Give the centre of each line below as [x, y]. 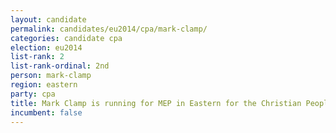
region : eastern [44, 85]
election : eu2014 [46, 47]
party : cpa [33, 94]
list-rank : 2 [37, 57]
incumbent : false [46, 112]
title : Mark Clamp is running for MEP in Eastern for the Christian [156, 103]
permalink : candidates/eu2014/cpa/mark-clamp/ [109, 29]
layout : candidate [48, 19]
